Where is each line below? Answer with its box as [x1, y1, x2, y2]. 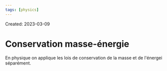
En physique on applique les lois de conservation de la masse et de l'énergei [5, 55, 163, 61]
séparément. [5, 60, 31, 66]
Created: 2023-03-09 [5, 21, 50, 27]
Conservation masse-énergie [5, 38, 130, 50]
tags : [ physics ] [5, 7, 39, 12]
